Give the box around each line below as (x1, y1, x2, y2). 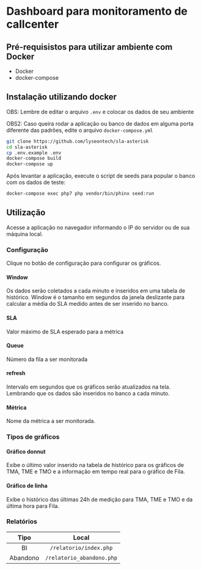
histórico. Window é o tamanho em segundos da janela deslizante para (6, 294, 185, 301)
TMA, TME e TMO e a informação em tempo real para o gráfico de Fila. (6, 468, 185, 476)
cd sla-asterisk (6, 144, 48, 150)
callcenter (6, 17, 59, 31)
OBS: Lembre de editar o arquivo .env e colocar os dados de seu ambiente (6, 108, 194, 115)
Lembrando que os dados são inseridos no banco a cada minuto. (6, 389, 170, 397)
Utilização (6, 207, 46, 218)
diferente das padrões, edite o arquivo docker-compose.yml (6, 126, 153, 134)
